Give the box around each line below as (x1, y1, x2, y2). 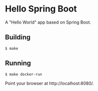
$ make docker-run (5, 72, 42, 77)
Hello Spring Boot (5, 3, 77, 14)
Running (5, 59, 32, 67)
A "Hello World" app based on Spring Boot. (5, 19, 91, 25)
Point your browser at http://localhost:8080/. (5, 80, 94, 86)
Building (5, 33, 31, 41)
